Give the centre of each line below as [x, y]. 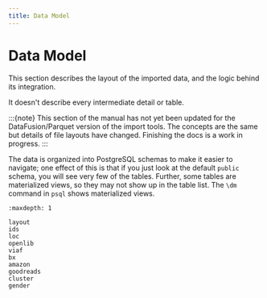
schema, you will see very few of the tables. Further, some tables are [123, 176]
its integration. [32, 86]
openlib [21, 243]
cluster [21, 279]
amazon [19, 264]
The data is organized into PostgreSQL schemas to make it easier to [121, 159]
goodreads [25, 271]
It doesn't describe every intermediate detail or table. [97, 102]
